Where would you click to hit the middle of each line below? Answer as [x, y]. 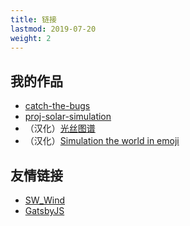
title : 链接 [33, 19]
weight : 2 [31, 38]
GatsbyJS [44, 210]
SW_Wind [44, 200]
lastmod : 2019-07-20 [53, 29]
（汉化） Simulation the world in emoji [102, 141]
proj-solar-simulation [68, 117]
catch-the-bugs [57, 106]
